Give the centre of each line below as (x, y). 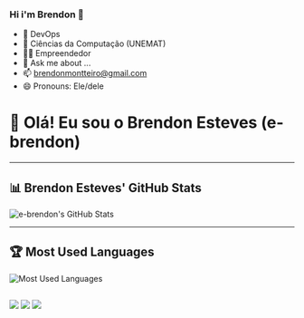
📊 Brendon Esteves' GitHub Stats (105, 188)
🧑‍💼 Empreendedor (57, 53)
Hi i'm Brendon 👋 (47, 14)
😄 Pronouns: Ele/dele (63, 86)
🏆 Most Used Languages (82, 252)
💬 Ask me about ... (57, 63)
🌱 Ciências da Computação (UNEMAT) (94, 43)
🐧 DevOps (41, 34)
